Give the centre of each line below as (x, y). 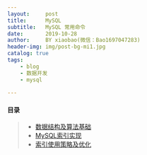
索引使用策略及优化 (63, 144)
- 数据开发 (34, 73)
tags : (15, 60)
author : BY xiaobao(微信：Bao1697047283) (74, 40)
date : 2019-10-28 (42, 34)
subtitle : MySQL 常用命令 (47, 27)
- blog (30, 67)
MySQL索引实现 (58, 136)
